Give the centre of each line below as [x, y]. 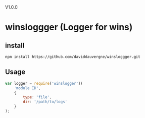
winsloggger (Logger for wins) [69, 27]
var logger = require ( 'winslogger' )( [44, 83]
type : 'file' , [37, 97]
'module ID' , [27, 88]
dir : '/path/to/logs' [45, 102]
